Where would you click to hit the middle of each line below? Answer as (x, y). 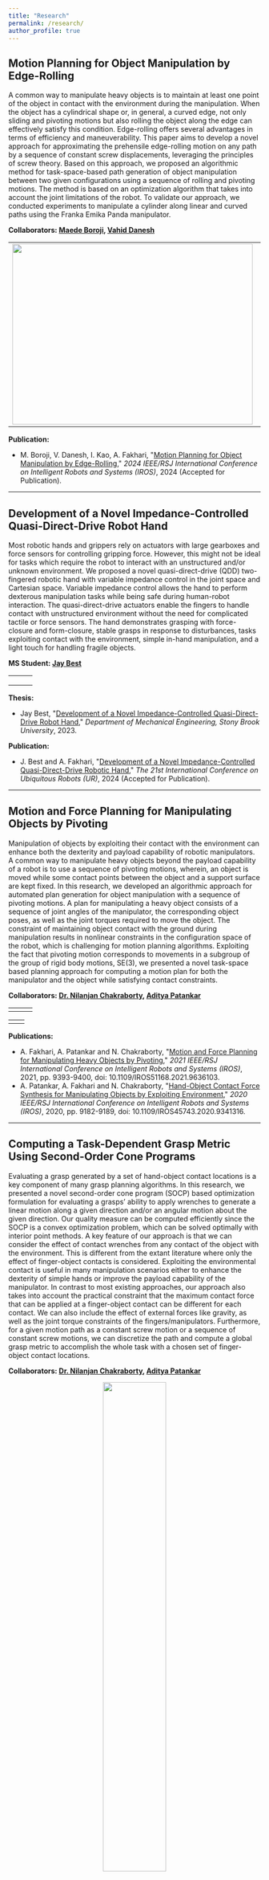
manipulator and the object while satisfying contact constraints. (113, 980)
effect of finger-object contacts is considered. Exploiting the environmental (132, 1261)
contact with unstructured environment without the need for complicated (128, 614)
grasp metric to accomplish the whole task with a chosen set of (113, 1347)
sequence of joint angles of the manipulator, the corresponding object (124, 911)
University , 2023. (48, 730)
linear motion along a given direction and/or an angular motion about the (128, 1210)
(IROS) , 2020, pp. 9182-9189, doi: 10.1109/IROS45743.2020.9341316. (132, 1111)
